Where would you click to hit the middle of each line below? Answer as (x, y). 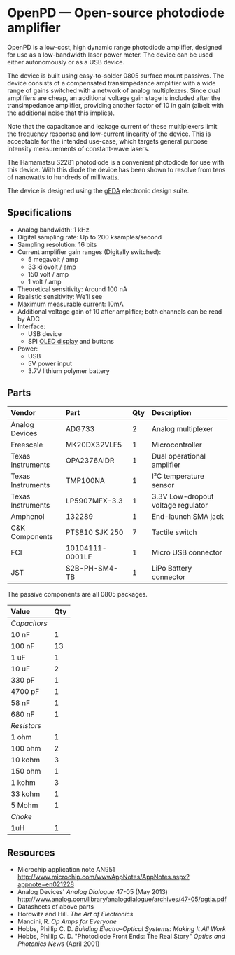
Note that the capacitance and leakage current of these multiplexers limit (112, 126)
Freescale (27, 445)
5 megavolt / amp (53, 259)
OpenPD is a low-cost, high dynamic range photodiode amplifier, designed (115, 47)
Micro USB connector (187, 552)
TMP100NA (85, 480)
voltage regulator (180, 505)
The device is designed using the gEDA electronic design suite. (98, 190)
